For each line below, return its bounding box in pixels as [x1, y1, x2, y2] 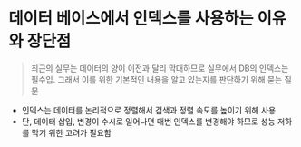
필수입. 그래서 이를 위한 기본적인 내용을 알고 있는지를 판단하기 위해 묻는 [30, 73, 283, 84]
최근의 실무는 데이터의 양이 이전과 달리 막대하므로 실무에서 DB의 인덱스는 [30, 63, 289, 73]
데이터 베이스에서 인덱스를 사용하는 [8, 8, 255, 29]
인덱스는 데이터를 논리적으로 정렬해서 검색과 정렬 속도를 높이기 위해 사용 [21, 104, 277, 115]
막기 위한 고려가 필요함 [31, 127, 112, 138]
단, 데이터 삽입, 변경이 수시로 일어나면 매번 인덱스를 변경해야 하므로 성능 [21, 115, 276, 127]
